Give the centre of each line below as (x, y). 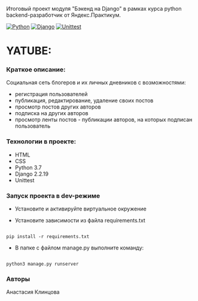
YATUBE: (29, 51)
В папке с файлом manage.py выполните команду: (79, 248)
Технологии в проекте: (41, 142)
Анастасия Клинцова (33, 292)
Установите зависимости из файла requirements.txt (80, 221)
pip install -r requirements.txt (48, 237)
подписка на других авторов (51, 113)
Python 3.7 (28, 167)
